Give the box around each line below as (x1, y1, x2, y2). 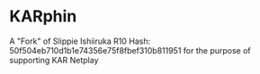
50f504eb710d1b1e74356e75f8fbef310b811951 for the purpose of (9, 45, 252, 55)
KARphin (9, 6, 77, 27)
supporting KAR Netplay (9, 54, 99, 65)
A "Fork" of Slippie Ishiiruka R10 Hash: (9, 36, 151, 46)
